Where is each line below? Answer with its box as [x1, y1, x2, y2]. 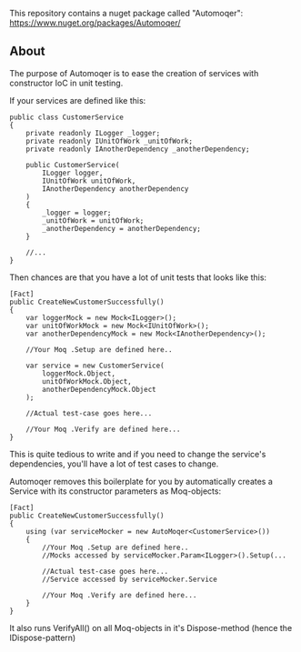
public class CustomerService [9, 113, 125, 122]
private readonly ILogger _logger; [25, 128, 161, 137]
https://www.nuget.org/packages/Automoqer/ [9, 17, 181, 28]
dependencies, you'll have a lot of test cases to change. [9, 458, 219, 469]
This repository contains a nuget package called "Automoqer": [9, 8, 244, 18]
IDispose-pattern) [9, 632, 76, 643]
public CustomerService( [25, 160, 120, 169]
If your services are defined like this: [9, 95, 146, 105]
